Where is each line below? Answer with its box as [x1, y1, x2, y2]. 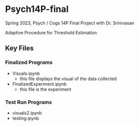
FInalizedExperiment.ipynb [12, 81, 67, 87]
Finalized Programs [5, 59, 53, 66]
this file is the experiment [19, 86, 72, 92]
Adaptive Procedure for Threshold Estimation [5, 29, 97, 35]
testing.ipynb [12, 115, 40, 121]
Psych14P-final [5, 3, 69, 15]
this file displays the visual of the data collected [19, 76, 117, 82]
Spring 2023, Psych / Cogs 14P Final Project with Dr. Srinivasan [5, 20, 135, 26]
